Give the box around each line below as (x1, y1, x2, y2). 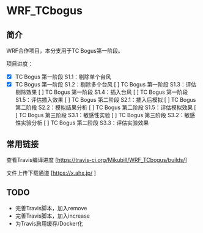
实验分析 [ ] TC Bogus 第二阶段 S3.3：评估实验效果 (20, 119, 149, 126)
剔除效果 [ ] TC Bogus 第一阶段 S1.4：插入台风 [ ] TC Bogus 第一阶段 (15, 88, 188, 96)
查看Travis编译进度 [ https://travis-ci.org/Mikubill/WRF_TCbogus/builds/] (6, 156, 188, 163)
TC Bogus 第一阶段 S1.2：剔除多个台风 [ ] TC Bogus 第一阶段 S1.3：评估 (15, 81, 197, 88)
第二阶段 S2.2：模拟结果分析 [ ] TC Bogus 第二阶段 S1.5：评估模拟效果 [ (15, 104, 197, 111)
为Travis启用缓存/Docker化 (15, 220, 83, 227)
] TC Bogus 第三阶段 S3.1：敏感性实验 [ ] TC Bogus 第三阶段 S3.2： (15, 112, 185, 119)
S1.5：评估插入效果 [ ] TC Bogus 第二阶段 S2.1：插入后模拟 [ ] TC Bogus (15, 96, 196, 104)
